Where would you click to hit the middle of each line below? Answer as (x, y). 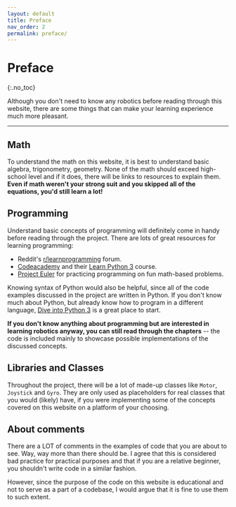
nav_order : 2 (26, 27)
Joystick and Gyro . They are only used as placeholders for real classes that (116, 392)
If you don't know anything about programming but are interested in (108, 323)
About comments (46, 429)
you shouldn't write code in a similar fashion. (72, 468)
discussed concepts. (38, 345)
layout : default (31, 14)
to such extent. (29, 497)
